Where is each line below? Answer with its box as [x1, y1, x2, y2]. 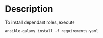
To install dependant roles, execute [5, 19, 75, 25]
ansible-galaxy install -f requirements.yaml [5, 28, 98, 33]
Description [5, 3, 53, 14]
